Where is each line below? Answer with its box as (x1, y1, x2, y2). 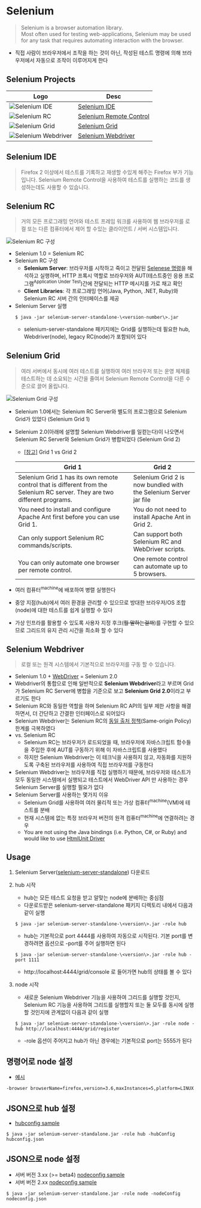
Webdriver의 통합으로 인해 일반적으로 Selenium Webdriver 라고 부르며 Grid (14, 680, 194, 687)
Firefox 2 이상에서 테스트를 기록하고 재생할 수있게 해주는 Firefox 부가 (20, 168, 182, 176)
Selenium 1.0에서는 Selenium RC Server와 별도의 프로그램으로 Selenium (14, 407, 187, 415)
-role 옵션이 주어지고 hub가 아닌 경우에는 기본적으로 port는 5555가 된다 (23, 1037, 193, 1044)
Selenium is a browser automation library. (20, 24, 124, 31)
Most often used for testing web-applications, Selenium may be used (20, 30, 191, 37)
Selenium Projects (6, 74, 76, 84)
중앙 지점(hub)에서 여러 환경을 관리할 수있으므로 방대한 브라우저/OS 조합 (14, 599, 186, 606)
